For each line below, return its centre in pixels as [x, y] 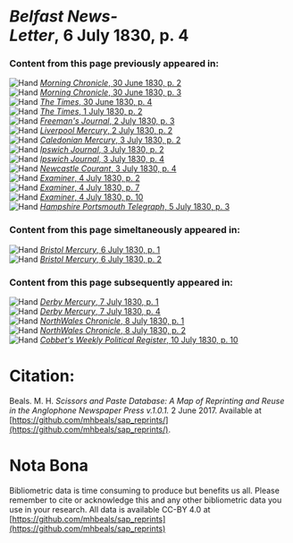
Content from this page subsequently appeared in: [121, 282]
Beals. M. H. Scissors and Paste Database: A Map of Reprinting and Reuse [147, 401]
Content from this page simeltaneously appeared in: [125, 230]
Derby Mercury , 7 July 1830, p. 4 [100, 312]
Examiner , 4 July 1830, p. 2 [90, 178]
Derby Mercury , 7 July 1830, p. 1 [99, 302]
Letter [32, 35]
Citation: [42, 376]
